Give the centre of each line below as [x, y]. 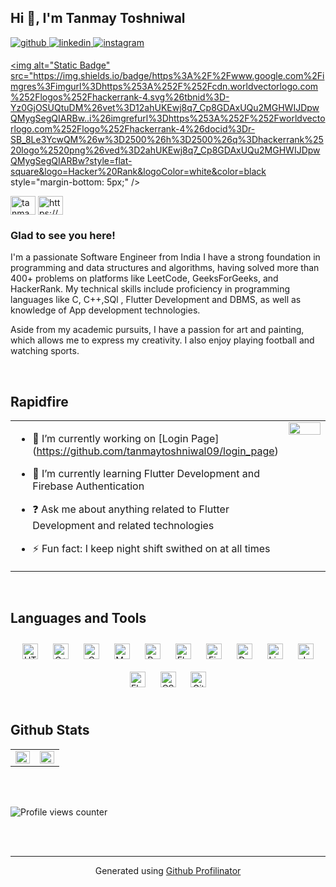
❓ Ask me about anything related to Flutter [131, 509]
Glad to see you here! [63, 235]
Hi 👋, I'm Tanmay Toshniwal [98, 18]
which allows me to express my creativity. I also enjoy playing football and [162, 340]
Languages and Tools [78, 618]
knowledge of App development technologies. [105, 310]
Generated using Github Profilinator [168, 870]
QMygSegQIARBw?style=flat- [71, 160]
